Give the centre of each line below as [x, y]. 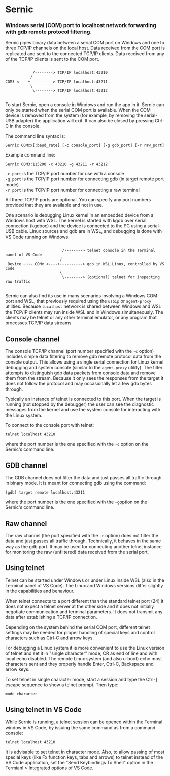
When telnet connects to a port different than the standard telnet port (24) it [84, 601]
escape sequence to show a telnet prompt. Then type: [62, 685]
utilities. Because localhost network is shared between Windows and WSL [83, 306]
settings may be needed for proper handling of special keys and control [80, 632]
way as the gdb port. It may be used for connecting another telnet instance [83, 546]
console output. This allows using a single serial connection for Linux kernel [84, 362]
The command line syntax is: [35, 136]
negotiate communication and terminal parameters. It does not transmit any [84, 612]
